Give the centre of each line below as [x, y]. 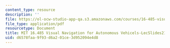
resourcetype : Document [30, 28]
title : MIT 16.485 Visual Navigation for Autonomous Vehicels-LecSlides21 [86, 33]
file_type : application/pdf [35, 24]
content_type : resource [30, 10]
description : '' [22, 14]
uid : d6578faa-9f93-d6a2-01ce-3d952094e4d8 [52, 38]
